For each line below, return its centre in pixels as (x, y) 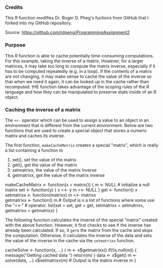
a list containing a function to (34, 150)
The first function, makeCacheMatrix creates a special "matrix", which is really (82, 145)
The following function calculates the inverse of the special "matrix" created (81, 220)
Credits (14, 7)
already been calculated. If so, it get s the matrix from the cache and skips (79, 230)
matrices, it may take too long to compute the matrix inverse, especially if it (80, 66)
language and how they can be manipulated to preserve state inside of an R (81, 92)
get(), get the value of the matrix (45, 165)
